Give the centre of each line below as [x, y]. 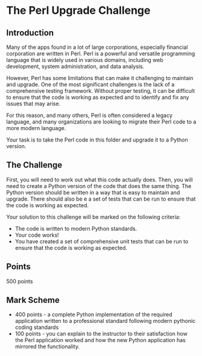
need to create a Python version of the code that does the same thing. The [99, 186]
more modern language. [36, 128]
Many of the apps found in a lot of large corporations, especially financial [97, 47]
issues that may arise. [33, 104]
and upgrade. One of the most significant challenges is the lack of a [90, 84]
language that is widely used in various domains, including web [85, 60]
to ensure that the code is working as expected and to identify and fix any [98, 97]
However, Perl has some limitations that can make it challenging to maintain [100, 78]
